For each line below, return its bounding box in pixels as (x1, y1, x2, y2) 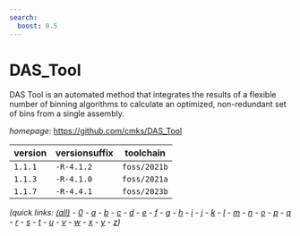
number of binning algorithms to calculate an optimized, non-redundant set (9, 99, 287, 110)
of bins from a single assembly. (9, 108, 125, 119)
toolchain (124, 147, 166, 159)
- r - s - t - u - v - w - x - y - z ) (9, 216, 121, 228)
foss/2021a (122, 174, 168, 184)
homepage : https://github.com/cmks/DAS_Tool (9, 126, 183, 137)
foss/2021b (122, 162, 168, 173)
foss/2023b (122, 187, 168, 197)
